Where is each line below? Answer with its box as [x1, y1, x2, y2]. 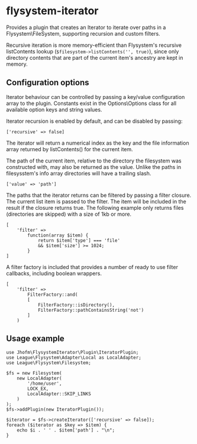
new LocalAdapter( [17, 375, 62, 381]
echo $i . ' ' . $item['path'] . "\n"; [17, 427, 115, 433]
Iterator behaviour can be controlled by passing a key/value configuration [6, 93, 185, 100]
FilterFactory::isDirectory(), [37, 302, 115, 308]
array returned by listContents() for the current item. [6, 145, 133, 152]
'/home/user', [27, 381, 62, 386]
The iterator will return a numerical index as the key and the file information [6, 139, 189, 146]
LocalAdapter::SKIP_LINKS [27, 391, 92, 397]
